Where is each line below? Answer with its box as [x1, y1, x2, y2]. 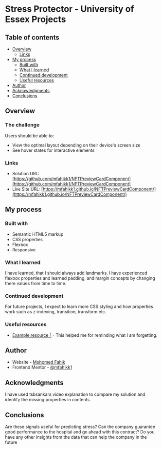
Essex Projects [5, 14, 66, 25]
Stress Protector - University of [5, 3, 134, 15]
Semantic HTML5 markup [12, 231, 64, 237]
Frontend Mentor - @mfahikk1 [12, 365, 72, 370]
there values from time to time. [5, 280, 67, 286]
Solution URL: [12, 170, 40, 176]
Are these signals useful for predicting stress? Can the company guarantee [5, 424, 156, 429]
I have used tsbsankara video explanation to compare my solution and [5, 391, 145, 397]
